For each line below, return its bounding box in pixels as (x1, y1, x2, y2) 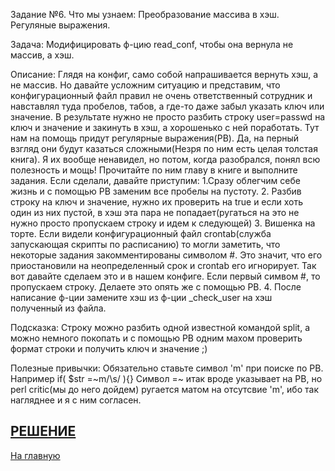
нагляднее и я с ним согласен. (10, 394, 142, 406)
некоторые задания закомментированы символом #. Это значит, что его (10, 249, 323, 261)
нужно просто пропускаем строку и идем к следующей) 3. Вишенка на (10, 217, 316, 229)
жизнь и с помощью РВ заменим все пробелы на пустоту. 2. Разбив (10, 185, 302, 197)
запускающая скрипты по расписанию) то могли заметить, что (10, 239, 281, 250)
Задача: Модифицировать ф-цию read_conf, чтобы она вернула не (10, 39, 294, 50)
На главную (10, 449, 61, 461)
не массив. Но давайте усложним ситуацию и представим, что (10, 79, 281, 91)
